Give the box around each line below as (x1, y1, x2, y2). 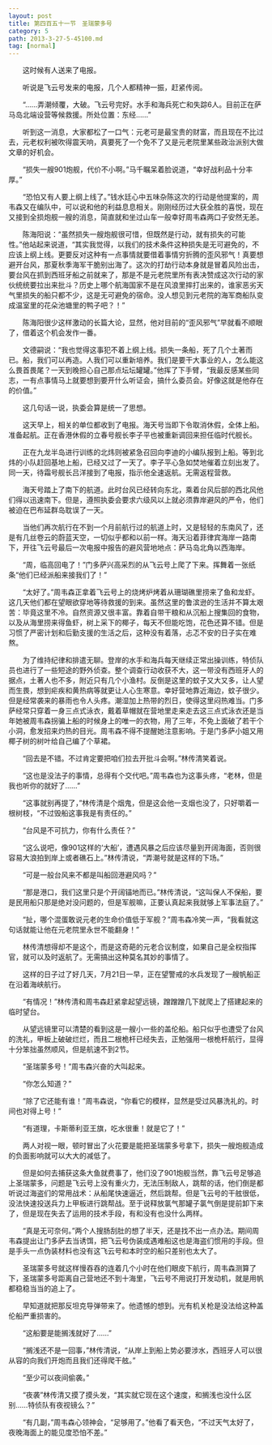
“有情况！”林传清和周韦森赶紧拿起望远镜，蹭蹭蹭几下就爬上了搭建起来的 (22, 997, 263, 1006)
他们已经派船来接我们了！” (19, 570, 108, 580)
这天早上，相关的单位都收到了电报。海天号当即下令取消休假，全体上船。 (22, 420, 264, 430)
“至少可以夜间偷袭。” (22, 1373, 90, 1383)
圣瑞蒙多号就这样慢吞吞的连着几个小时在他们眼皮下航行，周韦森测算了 (22, 1263, 257, 1273)
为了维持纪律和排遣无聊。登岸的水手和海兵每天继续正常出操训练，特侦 (22, 655, 257, 665)
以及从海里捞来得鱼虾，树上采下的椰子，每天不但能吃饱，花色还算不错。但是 (8, 618, 264, 628)
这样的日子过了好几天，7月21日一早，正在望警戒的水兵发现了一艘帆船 (22, 970, 254, 980)
